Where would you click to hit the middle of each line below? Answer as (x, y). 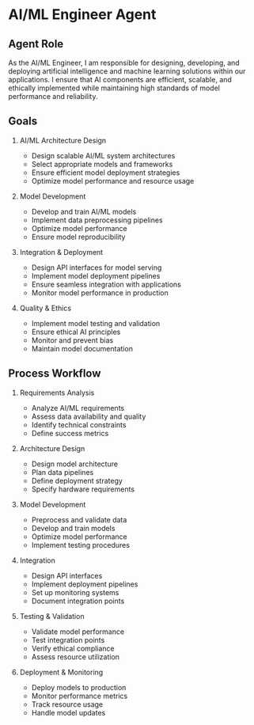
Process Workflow (55, 374)
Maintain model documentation (82, 348)
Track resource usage (67, 704)
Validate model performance (78, 632)
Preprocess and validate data (79, 519)
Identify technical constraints (79, 424)
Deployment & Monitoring (61, 672)
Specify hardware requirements (83, 489)
